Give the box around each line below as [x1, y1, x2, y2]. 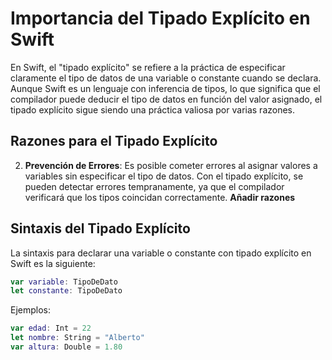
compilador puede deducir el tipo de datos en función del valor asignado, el [10, 93, 323, 105]
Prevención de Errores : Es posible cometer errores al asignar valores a [24, 159, 318, 171]
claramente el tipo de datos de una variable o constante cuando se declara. [10, 72, 322, 84]
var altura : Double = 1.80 [10, 342, 123, 352]
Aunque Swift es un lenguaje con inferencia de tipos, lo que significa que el [10, 82, 321, 94]
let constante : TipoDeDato [10, 286, 123, 296]
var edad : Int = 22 [10, 323, 92, 334]
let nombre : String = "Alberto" [10, 333, 145, 343]
